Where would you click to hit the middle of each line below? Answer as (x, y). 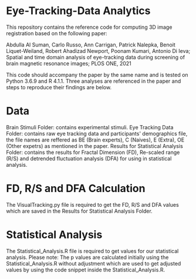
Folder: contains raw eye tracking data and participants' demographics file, (97, 133)
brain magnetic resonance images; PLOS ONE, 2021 (69, 63)
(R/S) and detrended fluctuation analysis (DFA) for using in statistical (89, 158)
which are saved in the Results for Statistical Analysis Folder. (79, 211)
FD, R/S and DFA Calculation (76, 189)
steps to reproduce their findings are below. (59, 87)
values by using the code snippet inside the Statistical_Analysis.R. (86, 270)
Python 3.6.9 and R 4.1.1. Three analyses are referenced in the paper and (94, 81)
